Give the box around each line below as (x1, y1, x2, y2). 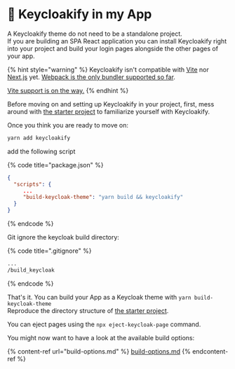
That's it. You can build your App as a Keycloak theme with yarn (7, 293, 192, 301)
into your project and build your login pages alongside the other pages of (7, 44, 219, 53)
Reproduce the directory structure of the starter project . (7, 306, 169, 314)
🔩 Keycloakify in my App (7, 6, 152, 22)
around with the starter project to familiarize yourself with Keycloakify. (7, 107, 210, 116)
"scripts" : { (13, 181, 52, 188)
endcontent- (192, 347, 229, 356)
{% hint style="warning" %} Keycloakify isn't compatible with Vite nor (7, 65, 209, 74)
